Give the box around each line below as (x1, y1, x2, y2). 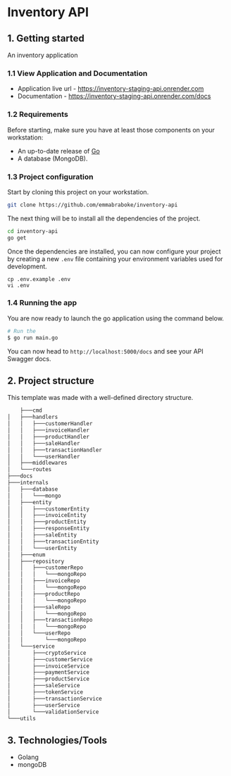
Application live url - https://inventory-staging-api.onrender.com (17, 85, 204, 93)
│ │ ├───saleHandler (7, 439, 80, 447)
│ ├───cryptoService (7, 649, 87, 656)
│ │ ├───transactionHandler (7, 446, 102, 453)
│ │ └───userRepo (7, 630, 71, 637)
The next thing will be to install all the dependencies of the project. (7, 214, 201, 223)
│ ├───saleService (7, 682, 80, 689)
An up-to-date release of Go (17, 146, 100, 155)
